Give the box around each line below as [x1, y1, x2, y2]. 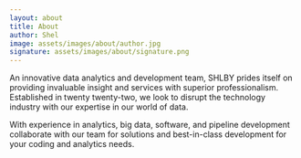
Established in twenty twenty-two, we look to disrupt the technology [9, 92, 266, 103]
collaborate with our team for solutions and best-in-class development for [9, 129, 287, 140]
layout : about [9, 13, 64, 23]
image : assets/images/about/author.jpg [9, 38, 161, 48]
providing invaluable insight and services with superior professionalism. [9, 82, 279, 93]
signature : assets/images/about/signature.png [9, 47, 190, 57]
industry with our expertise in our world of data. [9, 101, 189, 112]
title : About [9, 22, 59, 31]
